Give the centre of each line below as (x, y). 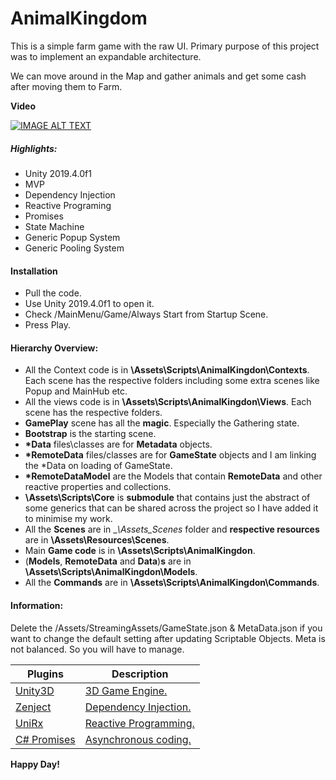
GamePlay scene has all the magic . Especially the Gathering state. (162, 423)
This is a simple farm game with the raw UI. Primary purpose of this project (165, 46)
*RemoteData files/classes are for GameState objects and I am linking (170, 455)
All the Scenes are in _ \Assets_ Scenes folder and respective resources (172, 529)
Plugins (45, 674)
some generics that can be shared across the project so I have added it (171, 508)
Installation (34, 271)
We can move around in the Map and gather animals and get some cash (158, 76)
